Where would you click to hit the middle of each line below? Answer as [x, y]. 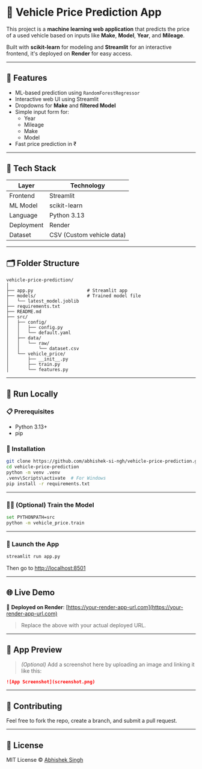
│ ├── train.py [33, 365]
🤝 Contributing [34, 706]
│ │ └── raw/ [28, 344]
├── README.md [24, 312]
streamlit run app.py [33, 557]
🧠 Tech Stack [31, 168]
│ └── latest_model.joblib [43, 301]
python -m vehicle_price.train [45, 523]
